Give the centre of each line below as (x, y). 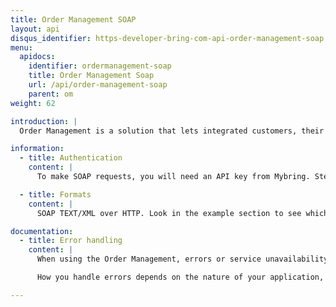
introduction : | (44, 121)
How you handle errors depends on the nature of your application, (180, 277)
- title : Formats (55, 194)
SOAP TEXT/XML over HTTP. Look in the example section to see (169, 213)
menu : (21, 47)
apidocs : (37, 57)
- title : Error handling (71, 241)
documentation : (42, 231)
